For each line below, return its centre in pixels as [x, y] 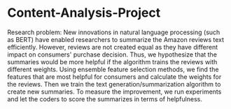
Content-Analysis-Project [84, 13]
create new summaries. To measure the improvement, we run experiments [114, 92]
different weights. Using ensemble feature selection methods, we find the [113, 69]
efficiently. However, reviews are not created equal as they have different [113, 47]
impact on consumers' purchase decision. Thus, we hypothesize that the [112, 54]
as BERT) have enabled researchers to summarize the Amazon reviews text [116, 39]
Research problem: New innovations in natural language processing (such [114, 32]
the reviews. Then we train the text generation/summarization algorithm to [114, 84]
